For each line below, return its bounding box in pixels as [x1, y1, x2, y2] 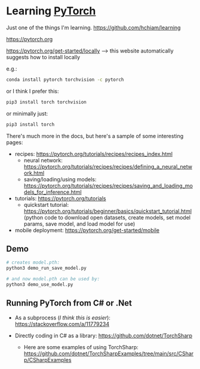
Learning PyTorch [6, 4, 96, 18]
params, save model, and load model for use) [23, 220, 136, 227]
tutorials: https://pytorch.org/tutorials [14, 194, 106, 202]
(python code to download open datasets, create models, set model [23, 214, 191, 221]
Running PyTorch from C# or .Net [6, 298, 133, 309]
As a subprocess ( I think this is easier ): [14, 314, 110, 321]
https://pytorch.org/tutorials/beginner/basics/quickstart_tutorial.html [23, 208, 192, 215]
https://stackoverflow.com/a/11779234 [14, 320, 110, 327]
